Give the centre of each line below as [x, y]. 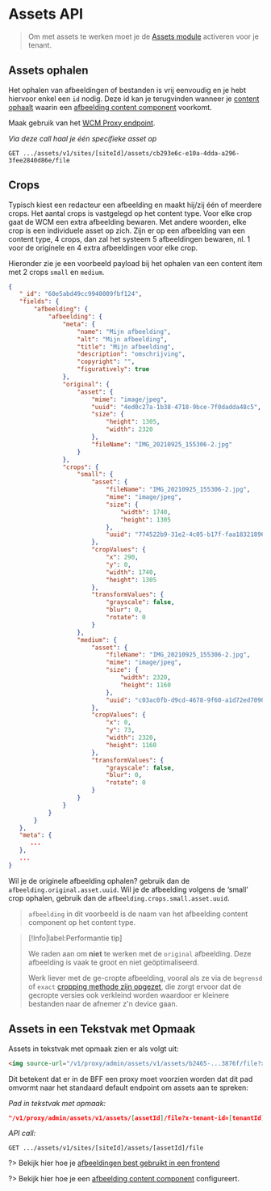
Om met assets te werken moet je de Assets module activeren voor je [144, 36]
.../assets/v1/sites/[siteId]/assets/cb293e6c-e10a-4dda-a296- [131, 153]
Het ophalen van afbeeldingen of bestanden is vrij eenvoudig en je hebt [127, 90]
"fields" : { [39, 302]
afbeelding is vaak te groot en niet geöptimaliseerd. [113, 962]
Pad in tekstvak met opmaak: [57, 1103]
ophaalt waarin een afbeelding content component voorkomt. [110, 107]
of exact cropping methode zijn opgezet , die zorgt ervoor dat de [135, 986]
